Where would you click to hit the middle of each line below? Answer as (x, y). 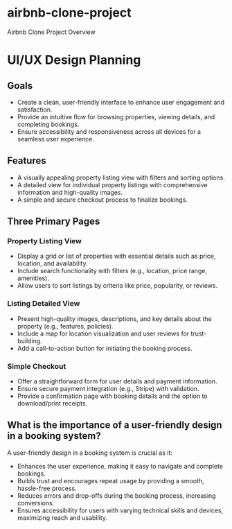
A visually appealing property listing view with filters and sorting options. (121, 177)
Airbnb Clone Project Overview (51, 32)
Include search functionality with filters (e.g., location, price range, (112, 271)
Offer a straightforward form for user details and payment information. (117, 381)
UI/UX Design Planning (74, 60)
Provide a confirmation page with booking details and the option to (112, 396)
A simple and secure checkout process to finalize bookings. (102, 200)
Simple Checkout (37, 366)
